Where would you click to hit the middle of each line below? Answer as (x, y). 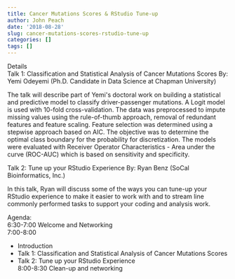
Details (17, 66)
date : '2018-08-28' (36, 27)
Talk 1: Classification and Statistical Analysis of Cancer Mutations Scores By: (117, 74)
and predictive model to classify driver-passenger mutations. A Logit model (116, 102)
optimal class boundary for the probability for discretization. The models (112, 139)
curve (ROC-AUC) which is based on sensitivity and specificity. (99, 154)
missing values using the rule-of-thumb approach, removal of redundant (112, 117)
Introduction (35, 246)
